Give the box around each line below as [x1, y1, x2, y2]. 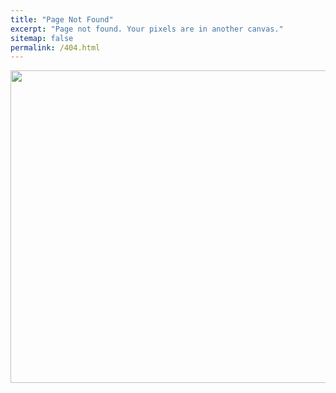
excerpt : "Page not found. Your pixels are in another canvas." [10, 24, 284, 34]
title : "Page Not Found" [10, 14, 114, 25]
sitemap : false [10, 33, 74, 43]
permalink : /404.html [10, 42, 101, 53]
